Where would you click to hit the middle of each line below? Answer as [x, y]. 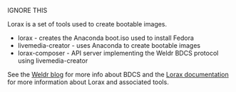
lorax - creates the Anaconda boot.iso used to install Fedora [106, 38]
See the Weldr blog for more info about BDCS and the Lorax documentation [118, 75]
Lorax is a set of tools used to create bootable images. [87, 24]
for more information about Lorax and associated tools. [88, 82]
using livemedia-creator [53, 61]
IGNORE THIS [27, 10]
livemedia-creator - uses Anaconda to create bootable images [109, 45]
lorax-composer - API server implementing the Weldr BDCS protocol [118, 53]
